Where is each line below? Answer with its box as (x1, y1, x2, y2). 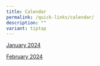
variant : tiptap (6, 25, 46, 32)
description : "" (6, 20, 46, 26)
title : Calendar (6, 8, 46, 15)
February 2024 (6, 53, 43, 60)
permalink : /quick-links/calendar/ (6, 14, 95, 20)
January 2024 (6, 42, 41, 49)
